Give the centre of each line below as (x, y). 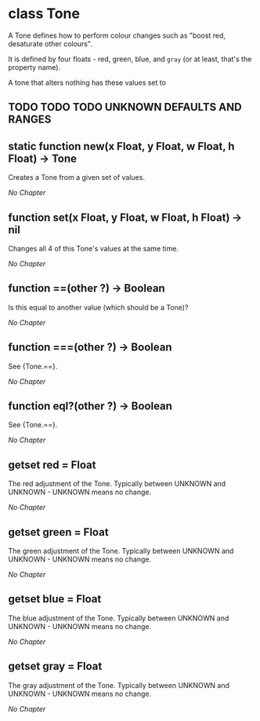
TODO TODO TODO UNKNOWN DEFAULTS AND (125, 107)
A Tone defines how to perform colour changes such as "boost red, (117, 35)
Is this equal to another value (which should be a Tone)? (98, 307)
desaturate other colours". (50, 43)
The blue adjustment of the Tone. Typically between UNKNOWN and (119, 618)
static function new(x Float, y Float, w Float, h (121, 146)
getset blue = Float (55, 599)
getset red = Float (52, 465)
